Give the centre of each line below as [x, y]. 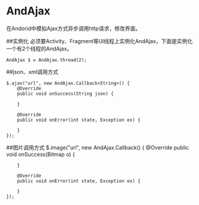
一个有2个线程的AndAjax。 [39, 49]
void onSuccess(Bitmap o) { [40, 154]
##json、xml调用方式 [32, 72]
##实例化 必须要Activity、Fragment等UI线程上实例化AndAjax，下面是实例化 [99, 41]
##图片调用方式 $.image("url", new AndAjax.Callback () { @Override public [98, 147]
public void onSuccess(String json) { [65, 94]
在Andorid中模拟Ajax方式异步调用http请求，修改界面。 [73, 28]
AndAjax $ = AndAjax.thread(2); [46, 60]
